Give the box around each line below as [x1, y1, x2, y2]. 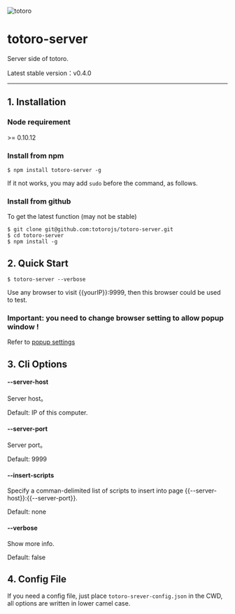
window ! [7, 321, 39, 331]
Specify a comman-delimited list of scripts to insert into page [7, 486, 184, 495]
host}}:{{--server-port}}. [7, 494, 78, 502]
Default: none [7, 507, 47, 516]
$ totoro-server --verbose [7, 276, 86, 283]
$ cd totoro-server [7, 232, 64, 239]
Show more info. [7, 539, 55, 547]
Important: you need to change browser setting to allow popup [7, 313, 224, 323]
